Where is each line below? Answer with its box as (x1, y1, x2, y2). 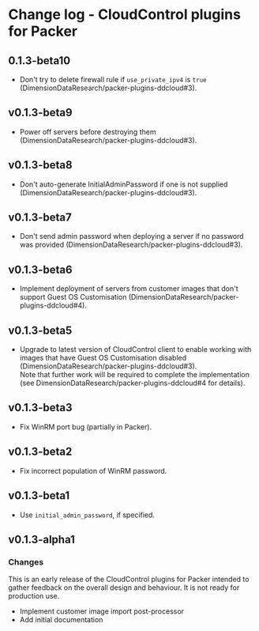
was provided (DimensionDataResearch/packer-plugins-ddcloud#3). (19, 240, 243, 250)
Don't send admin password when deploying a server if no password (19, 232, 244, 241)
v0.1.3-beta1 (8, 489, 70, 503)
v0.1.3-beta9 (8, 106, 73, 119)
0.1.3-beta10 (8, 54, 71, 67)
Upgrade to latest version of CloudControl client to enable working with (19, 345, 252, 354)
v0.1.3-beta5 (8, 323, 73, 337)
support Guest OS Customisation (19, 293, 127, 302)
